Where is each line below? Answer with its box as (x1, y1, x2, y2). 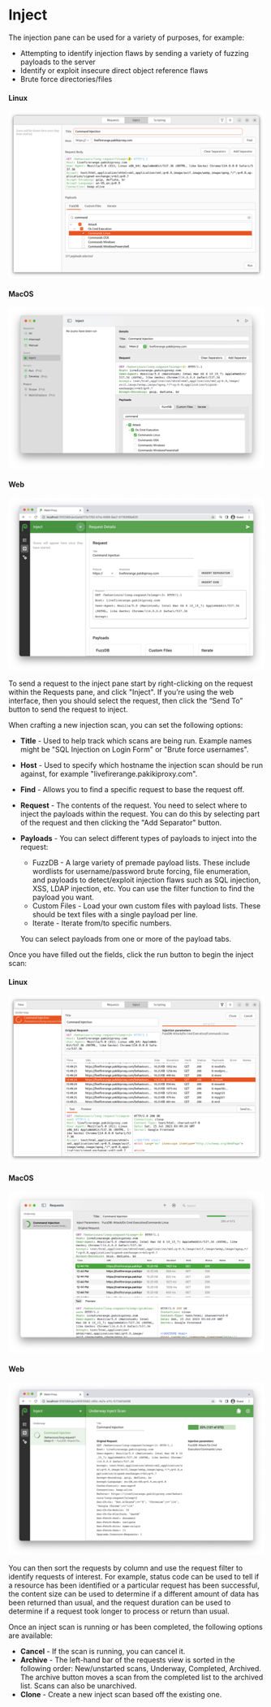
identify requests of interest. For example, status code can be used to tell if (8, 1571, 260, 1581)
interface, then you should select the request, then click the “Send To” (8, 696, 243, 706)
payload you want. (32, 892, 95, 903)
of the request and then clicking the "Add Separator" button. (19, 818, 222, 828)
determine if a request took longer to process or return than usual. (8, 1606, 230, 1616)
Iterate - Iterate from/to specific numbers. (32, 918, 172, 928)
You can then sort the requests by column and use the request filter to (8, 1562, 243, 1573)
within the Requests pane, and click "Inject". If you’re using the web (8, 687, 234, 697)
